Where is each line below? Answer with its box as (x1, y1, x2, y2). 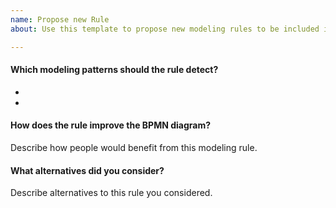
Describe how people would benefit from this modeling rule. (10, 141, 258, 153)
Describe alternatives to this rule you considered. (10, 187, 213, 199)
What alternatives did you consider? (10, 164, 165, 176)
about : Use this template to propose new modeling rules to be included (10, 24, 320, 34)
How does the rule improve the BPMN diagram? (10, 119, 211, 131)
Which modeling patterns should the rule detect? (10, 64, 219, 76)
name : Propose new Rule (10, 14, 110, 25)
